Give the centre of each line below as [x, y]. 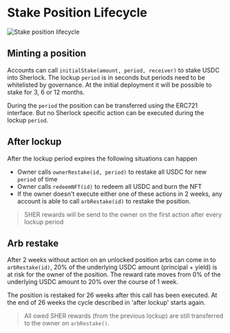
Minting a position [47, 53]
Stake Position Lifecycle [77, 13]
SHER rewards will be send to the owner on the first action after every [123, 214]
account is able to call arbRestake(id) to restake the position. [104, 201]
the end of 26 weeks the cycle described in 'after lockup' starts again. [106, 303]
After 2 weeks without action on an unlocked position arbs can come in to [112, 260]
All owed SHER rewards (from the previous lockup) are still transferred [124, 316]
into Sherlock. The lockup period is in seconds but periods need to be [106, 77]
